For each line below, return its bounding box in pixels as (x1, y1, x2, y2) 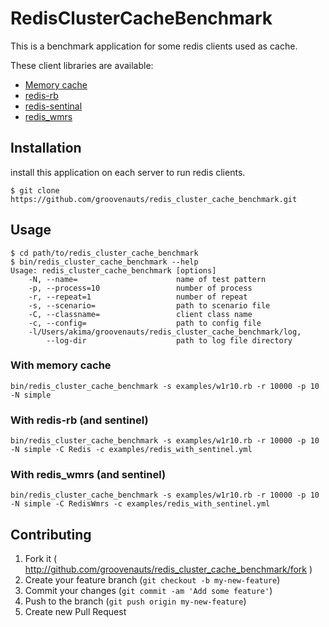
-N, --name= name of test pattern (28, 274, 267, 284)
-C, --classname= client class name (28, 309, 253, 319)
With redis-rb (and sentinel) (10, 413, 149, 427)
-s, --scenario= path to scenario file (28, 300, 271, 311)
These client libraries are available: (10, 59, 154, 71)
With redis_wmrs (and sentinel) (10, 468, 167, 482)
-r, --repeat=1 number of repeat (28, 292, 248, 302)
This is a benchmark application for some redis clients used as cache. (10, 40, 298, 52)
